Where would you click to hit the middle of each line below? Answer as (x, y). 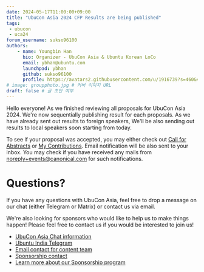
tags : (13, 23)
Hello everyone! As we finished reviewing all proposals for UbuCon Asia (96, 108)
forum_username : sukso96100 (42, 40)
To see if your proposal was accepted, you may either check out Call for (97, 139)
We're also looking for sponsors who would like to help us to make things (98, 218)
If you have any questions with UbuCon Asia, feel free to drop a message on (102, 200)
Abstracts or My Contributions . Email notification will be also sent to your (97, 146)
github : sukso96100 (47, 74)
